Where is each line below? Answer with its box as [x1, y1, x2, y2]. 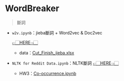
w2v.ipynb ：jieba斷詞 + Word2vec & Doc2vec [12, 30, 102, 35]
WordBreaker [5, 3, 59, 14]
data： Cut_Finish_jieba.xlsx [19, 49, 74, 56]
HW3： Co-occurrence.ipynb [19, 70, 76, 76]
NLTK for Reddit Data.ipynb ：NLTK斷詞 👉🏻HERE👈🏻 [12, 60, 119, 66]
